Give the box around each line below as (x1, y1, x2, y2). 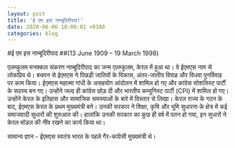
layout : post (7, 10, 46, 18)
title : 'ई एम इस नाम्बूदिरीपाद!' (7, 17, 84, 24)
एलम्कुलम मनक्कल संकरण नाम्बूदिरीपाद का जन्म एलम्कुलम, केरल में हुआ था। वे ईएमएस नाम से (7, 63, 212, 72)
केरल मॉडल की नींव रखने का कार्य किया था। (7, 119, 106, 127)
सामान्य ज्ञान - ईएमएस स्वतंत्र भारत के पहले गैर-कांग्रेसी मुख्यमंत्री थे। (7, 133, 156, 141)
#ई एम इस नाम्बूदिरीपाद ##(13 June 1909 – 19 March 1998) (7, 49, 159, 58)
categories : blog (7, 29, 58, 37)
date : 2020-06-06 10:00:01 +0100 (7, 23, 106, 30)
